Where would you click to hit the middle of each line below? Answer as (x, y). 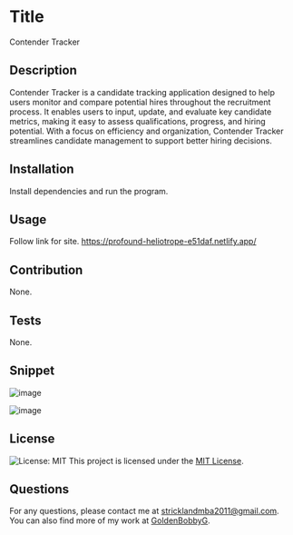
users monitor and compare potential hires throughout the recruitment (140, 102)
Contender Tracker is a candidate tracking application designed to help (142, 92)
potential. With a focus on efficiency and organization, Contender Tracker (146, 131)
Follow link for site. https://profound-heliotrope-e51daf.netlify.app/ (133, 242)
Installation (42, 169)
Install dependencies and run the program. (89, 191)
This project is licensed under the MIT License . (156, 461)
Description (43, 70)
